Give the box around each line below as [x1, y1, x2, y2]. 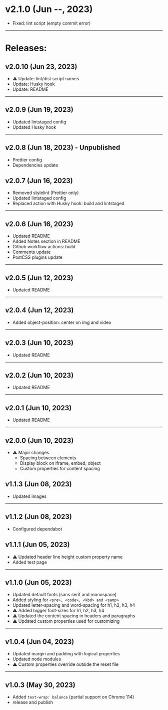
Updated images [12, 493, 46, 499]
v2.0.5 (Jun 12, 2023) [5, 273, 73, 282]
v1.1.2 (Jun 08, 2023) [5, 512, 72, 521]
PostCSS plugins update [12, 254, 62, 260]
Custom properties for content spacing [19, 465, 100, 472]
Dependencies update [12, 162, 58, 168]
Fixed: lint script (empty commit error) [12, 20, 91, 26]
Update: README [12, 86, 49, 92]
